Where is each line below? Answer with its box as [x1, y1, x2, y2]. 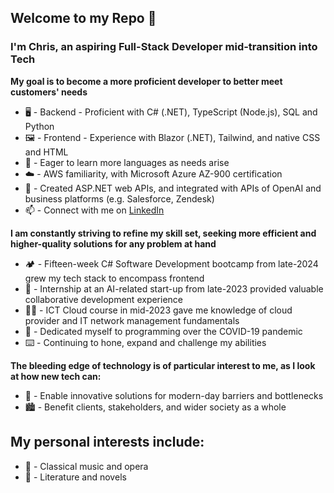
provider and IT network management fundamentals [24, 314, 240, 326]
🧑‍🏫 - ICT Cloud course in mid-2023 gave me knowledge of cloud [24, 304, 293, 316]
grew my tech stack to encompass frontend [24, 272, 205, 284]
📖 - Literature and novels [24, 471, 127, 483]
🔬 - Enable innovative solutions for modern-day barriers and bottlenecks [24, 389, 324, 401]
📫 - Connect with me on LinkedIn [24, 204, 165, 216]
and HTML [24, 146, 69, 158]
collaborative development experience [24, 293, 184, 305]
